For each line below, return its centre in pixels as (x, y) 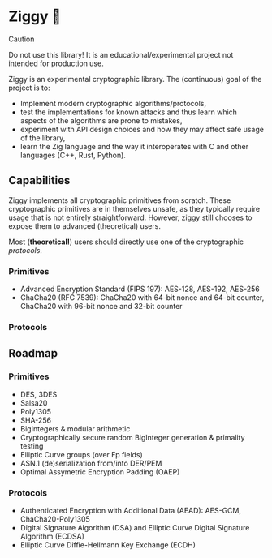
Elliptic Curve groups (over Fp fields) (82, 454)
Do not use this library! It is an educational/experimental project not (121, 54)
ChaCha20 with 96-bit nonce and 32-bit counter (101, 307)
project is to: (29, 88)
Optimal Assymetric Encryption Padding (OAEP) (100, 472)
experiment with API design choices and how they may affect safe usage (142, 129)
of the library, (43, 138)
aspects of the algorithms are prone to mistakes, (101, 120)
